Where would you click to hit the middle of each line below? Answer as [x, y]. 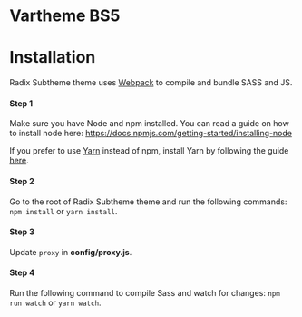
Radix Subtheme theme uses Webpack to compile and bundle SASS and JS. [151, 83]
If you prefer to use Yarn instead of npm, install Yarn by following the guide [149, 151]
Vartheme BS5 [65, 16]
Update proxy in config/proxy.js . [71, 252]
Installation [53, 58]
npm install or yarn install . [63, 211]
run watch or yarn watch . [55, 302]
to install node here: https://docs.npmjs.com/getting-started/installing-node [151, 134]
